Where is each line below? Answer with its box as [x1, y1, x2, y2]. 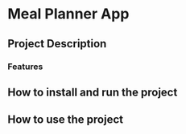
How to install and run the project [7, 85, 178, 99]
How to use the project [7, 113, 124, 127]
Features [7, 61, 43, 72]
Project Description [7, 37, 107, 51]
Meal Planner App [7, 5, 130, 23]
